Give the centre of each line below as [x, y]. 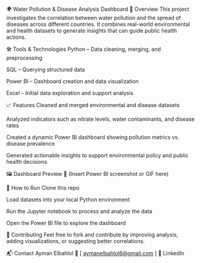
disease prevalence [31, 144]
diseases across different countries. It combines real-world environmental [98, 24]
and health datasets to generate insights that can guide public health [91, 31]
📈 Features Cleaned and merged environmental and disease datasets [93, 105]
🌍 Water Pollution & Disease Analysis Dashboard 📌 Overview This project [98, 9]
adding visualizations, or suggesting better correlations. [75, 241]
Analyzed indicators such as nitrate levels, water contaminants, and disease [101, 119]
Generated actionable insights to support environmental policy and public [97, 155]
